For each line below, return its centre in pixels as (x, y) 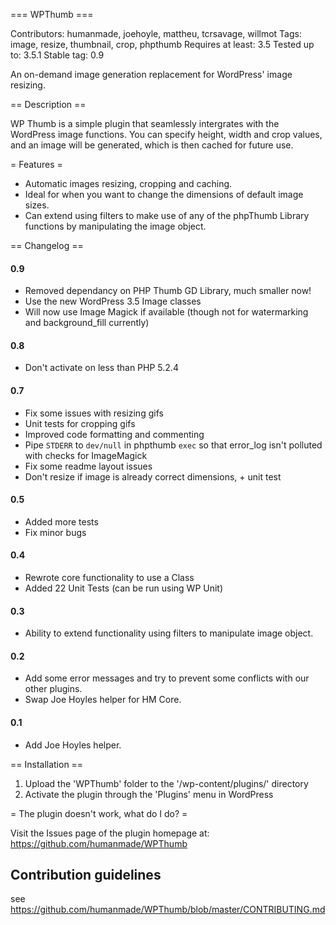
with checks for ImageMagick (86, 455)
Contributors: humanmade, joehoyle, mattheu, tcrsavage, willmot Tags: (156, 33)
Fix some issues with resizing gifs (94, 413)
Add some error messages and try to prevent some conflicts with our (167, 678)
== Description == (48, 104)
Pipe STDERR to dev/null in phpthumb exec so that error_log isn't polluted (173, 445)
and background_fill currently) (87, 323)
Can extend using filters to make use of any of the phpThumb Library (167, 215)
